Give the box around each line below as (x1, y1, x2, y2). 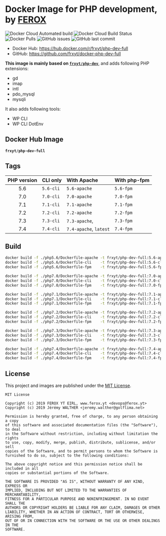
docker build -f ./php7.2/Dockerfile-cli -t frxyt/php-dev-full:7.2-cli (5, 314, 165, 320)
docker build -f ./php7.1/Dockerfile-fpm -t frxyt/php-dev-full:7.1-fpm (5, 301, 165, 306)
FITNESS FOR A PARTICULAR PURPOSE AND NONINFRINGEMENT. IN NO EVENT (5, 496, 149, 501)
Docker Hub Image (5, 135, 64, 144)
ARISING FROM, (5, 514, 35, 519)
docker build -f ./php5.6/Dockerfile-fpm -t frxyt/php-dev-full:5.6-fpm (5, 265, 165, 270)
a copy (5, 418, 19, 423)
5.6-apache (66, 185, 92, 191)
